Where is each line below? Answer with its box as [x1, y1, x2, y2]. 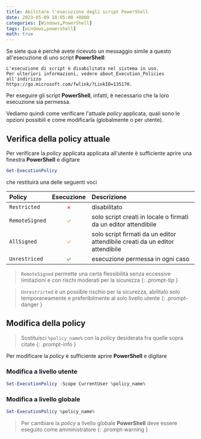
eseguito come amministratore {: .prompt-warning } [20, 426, 148, 433]
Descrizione [92, 193, 127, 201]
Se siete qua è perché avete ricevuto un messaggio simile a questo [6, 47, 172, 55]
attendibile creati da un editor [92, 237, 175, 246]
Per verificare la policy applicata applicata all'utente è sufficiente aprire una [6, 150, 193, 157]
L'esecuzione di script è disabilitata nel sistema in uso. [6, 65, 160, 72]
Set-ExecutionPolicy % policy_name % [6, 409, 95, 415]
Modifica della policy [6, 318, 86, 328]
